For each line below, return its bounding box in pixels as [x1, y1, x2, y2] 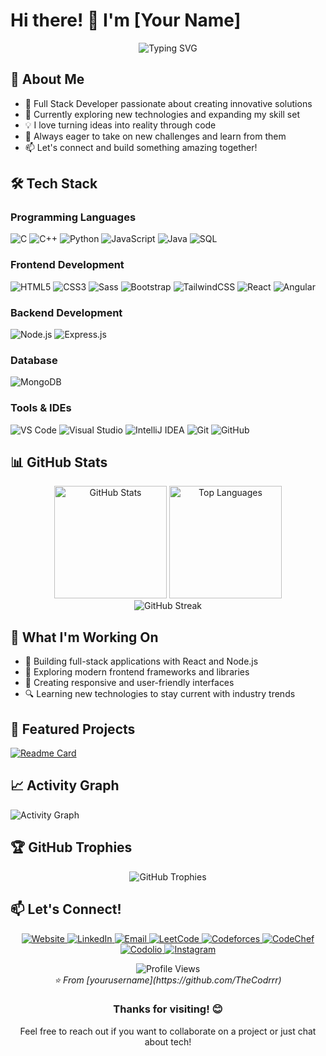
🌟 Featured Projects [10, 720, 136, 738]
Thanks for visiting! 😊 [113, 1002, 223, 1016]
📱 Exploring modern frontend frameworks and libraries [24, 666, 250, 678]
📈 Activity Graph [10, 777, 120, 794]
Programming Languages [10, 210, 137, 224]
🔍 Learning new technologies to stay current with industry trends [24, 688, 296, 700]
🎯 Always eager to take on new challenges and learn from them [24, 130, 287, 142]
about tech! [144, 1035, 192, 1048]
